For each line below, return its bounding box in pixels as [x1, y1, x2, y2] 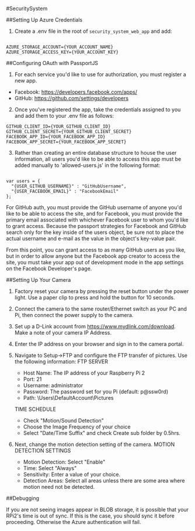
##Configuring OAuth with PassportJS [6, 60, 98, 66]
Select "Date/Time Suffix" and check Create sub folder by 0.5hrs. [23, 430, 181, 436]
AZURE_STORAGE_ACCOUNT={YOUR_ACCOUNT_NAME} [6, 44, 114, 50]
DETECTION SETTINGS [14, 447, 71, 454]
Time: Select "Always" [23, 465, 77, 471]
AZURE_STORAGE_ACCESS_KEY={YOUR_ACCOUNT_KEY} [6, 49, 119, 55]
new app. [14, 77, 37, 84]
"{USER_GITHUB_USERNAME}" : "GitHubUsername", [11, 183, 127, 189]
